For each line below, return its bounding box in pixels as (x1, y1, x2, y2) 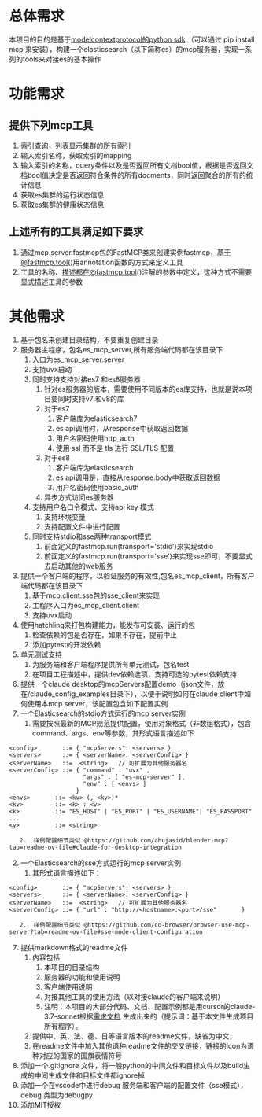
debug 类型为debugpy (20, 1090, 94, 1100)
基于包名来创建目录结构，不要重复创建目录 (20, 335, 159, 345)
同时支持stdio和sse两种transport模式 (31, 532, 152, 541)
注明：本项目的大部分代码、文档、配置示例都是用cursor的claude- (43, 1001, 256, 1011)
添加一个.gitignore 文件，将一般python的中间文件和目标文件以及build (20, 1060, 244, 1070)
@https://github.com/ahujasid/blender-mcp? (83, 836, 229, 844)
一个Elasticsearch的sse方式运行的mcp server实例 (20, 858, 182, 868)
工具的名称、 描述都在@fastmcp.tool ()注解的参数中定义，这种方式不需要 (20, 267, 253, 276)
